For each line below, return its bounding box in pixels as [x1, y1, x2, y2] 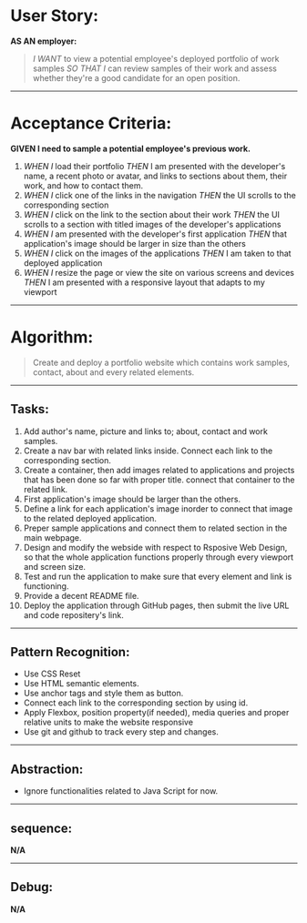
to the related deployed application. [23, 512, 158, 523]
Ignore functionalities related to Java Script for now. [23, 786, 219, 796]
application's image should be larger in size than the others [23, 238, 247, 248]
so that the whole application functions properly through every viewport [23, 552, 294, 563]
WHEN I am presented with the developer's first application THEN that [23, 228, 288, 239]
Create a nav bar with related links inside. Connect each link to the [23, 445, 273, 456]
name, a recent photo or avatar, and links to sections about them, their [23, 170, 288, 181]
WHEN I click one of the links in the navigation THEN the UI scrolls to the [23, 189, 297, 200]
